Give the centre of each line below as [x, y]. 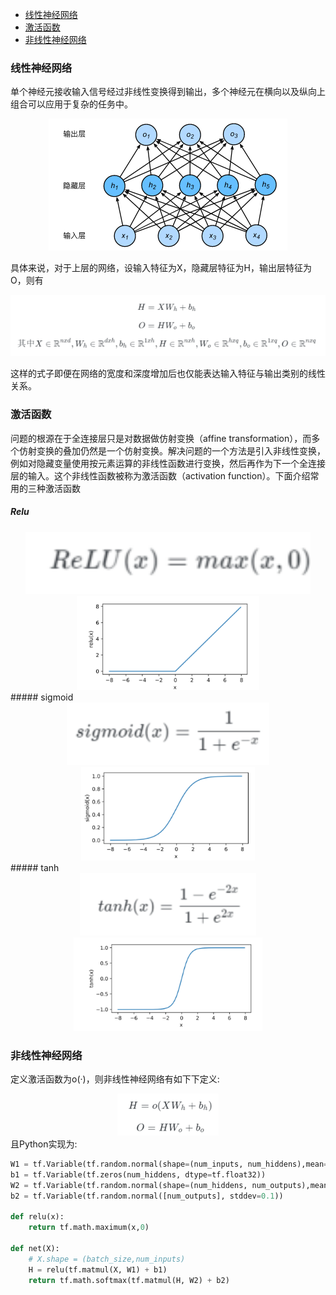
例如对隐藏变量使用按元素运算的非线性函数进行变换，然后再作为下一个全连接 [168, 463]
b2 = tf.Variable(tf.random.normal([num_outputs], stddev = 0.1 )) [147, 1196]
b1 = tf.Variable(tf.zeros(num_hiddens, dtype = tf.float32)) [138, 1174]
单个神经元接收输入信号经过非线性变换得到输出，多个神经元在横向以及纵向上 [168, 92]
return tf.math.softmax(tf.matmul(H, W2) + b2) [129, 1280]
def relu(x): [37, 1217]
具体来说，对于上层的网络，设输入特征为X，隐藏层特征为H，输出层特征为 [161, 268]
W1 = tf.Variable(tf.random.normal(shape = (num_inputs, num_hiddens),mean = [169, 1164]
